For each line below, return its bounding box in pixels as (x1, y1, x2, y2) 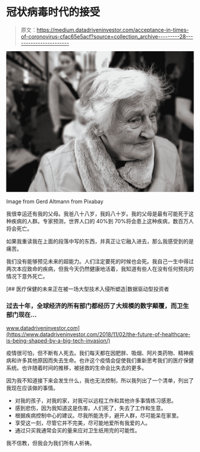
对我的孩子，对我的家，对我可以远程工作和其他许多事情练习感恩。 (14, 397, 177, 404)
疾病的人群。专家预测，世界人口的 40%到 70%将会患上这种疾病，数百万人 (11, 217, 194, 225)
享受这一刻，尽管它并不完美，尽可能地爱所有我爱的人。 (14, 419, 151, 426)
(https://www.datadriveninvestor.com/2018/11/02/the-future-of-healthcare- (6, 331, 191, 338)
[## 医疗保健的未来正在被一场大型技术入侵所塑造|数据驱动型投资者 (6, 285, 170, 292)
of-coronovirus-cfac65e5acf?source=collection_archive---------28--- (20, 33, 193, 40)
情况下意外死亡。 (6, 272, 48, 280)
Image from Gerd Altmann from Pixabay (6, 198, 104, 205)
